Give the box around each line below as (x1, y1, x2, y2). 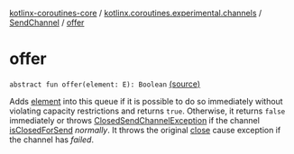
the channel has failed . (9, 134, 95, 145)
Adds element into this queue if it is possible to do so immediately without (9, 95, 283, 106)
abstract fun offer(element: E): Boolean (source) (9, 78, 201, 89)
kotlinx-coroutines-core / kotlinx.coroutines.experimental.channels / (9, 8, 262, 18)
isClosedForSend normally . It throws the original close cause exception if (9, 124, 281, 135)
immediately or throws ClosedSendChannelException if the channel (9, 114, 260, 125)
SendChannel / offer (9, 17, 85, 28)
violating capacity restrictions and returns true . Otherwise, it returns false (9, 105, 286, 116)
